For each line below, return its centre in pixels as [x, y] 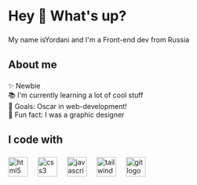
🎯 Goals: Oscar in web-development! [67, 107]
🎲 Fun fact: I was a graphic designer [66, 115]
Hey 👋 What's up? [67, 16]
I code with [36, 139]
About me [33, 65]
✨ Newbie [24, 86]
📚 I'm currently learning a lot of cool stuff [76, 95]
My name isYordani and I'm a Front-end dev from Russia [99, 40]
